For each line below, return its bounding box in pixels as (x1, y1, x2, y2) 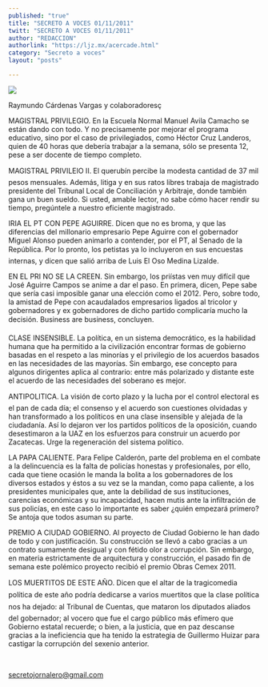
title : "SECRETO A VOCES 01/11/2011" (8, 19, 134, 27)
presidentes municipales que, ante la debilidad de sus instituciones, (8, 486, 231, 496)
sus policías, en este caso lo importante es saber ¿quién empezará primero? (8, 504, 260, 513)
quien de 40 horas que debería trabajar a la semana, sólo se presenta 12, (8, 141, 250, 151)
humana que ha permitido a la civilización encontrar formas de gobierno (8, 341, 246, 351)
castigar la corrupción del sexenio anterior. (8, 638, 150, 649)
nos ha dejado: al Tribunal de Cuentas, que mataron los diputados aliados (8, 601, 250, 611)
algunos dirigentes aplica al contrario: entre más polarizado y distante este (8, 367, 254, 376)
